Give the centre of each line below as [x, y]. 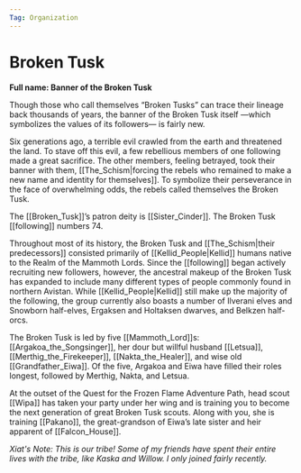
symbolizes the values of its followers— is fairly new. [107, 123]
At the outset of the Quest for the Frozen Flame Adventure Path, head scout [150, 393]
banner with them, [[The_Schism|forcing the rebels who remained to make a [150, 170]
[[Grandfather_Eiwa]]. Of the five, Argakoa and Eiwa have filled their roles [146, 366]
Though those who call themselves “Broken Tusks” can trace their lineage [146, 105]
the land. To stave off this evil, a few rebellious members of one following [145, 150]
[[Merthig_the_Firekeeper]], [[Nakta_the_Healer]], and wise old [126, 356]
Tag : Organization [44, 18]
